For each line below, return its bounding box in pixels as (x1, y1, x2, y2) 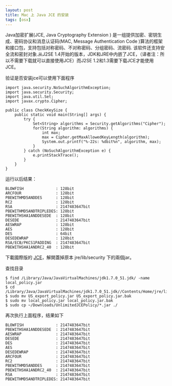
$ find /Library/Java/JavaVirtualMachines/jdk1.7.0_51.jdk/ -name (5, 276, 150, 281)
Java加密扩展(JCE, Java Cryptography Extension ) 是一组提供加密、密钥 (5, 32, 158, 38)
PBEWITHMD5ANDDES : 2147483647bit (5, 363, 91, 369)
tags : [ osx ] (5, 17, 31, 22)
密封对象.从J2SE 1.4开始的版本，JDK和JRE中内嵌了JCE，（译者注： (18, 51, 160, 57)
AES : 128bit (5, 227, 74, 232)
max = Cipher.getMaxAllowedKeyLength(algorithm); (41, 135, 150, 140)
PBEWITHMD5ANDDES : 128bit (5, 195, 74, 201)
